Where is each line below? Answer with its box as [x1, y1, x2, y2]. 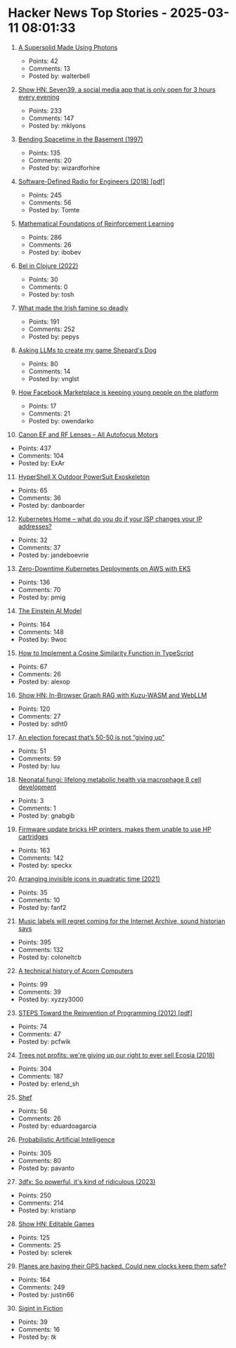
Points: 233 [28, 106, 63, 115]
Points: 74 [18, 1022, 48, 1031]
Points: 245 [28, 191, 62, 199]
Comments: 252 [28, 325, 76, 333]
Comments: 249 [18, 1283, 65, 1291]
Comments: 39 [18, 987, 62, 996]
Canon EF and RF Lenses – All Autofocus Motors [18, 430, 159, 439]
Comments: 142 [18, 853, 64, 862]
